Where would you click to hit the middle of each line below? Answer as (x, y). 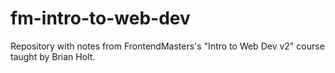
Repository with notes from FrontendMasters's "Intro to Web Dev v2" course (167, 46)
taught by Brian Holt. (53, 56)
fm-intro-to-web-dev (100, 18)
